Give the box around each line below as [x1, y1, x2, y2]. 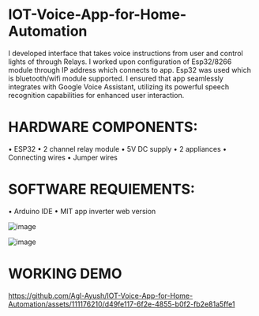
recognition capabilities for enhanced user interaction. [8, 90, 185, 100]
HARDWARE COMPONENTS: [8, 118, 198, 136]
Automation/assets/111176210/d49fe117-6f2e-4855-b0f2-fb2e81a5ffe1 [8, 299, 235, 309]
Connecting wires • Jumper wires [8, 152, 118, 162]
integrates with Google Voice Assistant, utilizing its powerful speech [8, 81, 230, 92]
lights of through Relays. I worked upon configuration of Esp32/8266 [8, 57, 232, 66]
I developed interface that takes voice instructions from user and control [8, 48, 243, 58]
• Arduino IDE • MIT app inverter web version [8, 206, 156, 216]
